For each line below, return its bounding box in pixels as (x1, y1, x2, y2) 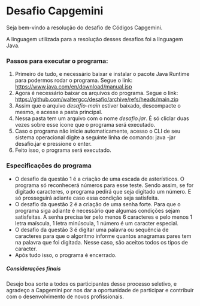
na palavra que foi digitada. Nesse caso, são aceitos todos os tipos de (14, 238, 189, 246)
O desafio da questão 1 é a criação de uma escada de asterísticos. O (14, 175, 184, 182)
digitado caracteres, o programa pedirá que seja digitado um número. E (14, 188, 192, 195)
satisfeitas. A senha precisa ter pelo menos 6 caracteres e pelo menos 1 (14, 213, 193, 221)
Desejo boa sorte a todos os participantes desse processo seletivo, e (6, 280, 177, 287)
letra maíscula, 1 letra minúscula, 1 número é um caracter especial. (14, 219, 178, 227)
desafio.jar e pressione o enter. (14, 140, 92, 148)
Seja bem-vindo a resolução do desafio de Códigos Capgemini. (6, 24, 163, 31)
